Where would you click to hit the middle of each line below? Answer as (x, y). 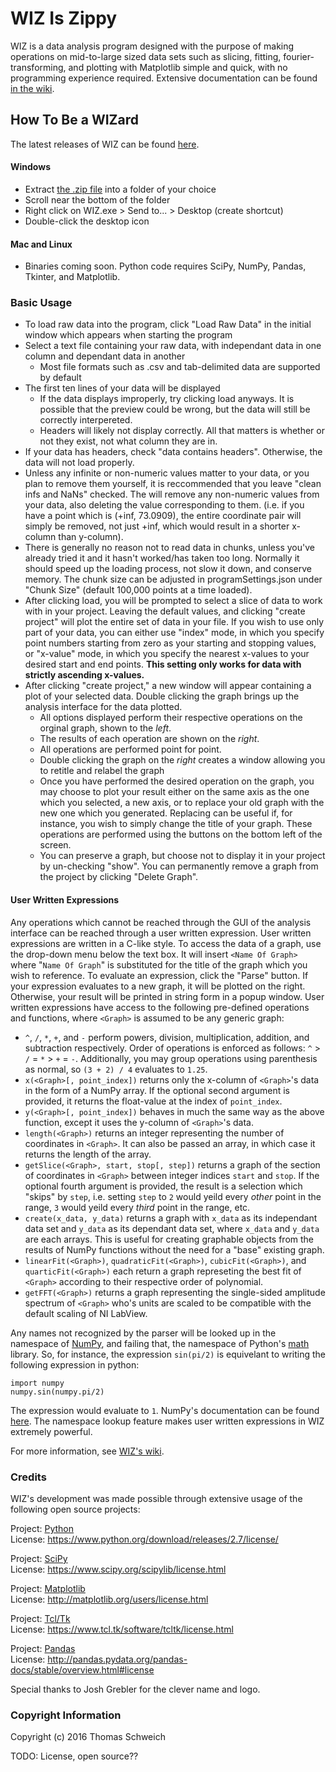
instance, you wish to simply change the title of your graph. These (176, 824)
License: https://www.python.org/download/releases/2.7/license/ (144, 1539)
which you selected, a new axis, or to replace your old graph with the (182, 803)
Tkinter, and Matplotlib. (72, 277)
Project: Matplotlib (48, 1588)
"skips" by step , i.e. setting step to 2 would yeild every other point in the (173, 1196)
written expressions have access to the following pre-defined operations (160, 1007)
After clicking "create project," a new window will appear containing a (168, 686)
